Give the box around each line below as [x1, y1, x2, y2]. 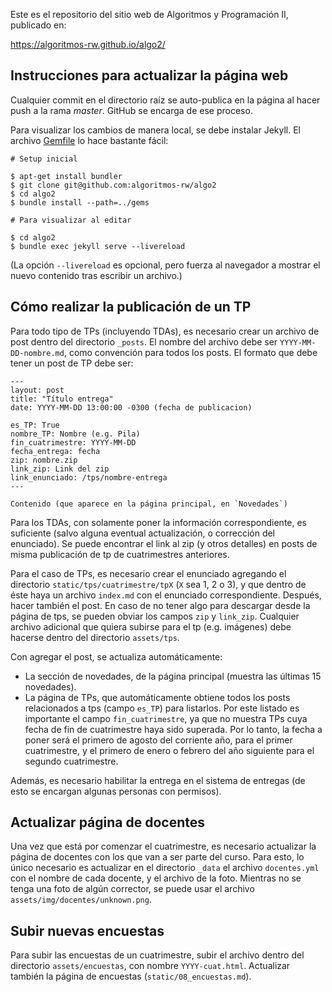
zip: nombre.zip [10, 455, 78, 465]
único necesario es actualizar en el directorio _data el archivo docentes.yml [10, 862, 320, 874]
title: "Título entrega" [10, 394, 114, 404]
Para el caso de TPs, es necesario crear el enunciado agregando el [10, 567, 287, 579]
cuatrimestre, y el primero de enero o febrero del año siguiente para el [24, 744, 315, 756]
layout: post [10, 385, 65, 395]
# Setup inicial [10, 154, 78, 164]
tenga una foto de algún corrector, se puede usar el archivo [10, 883, 255, 895]
